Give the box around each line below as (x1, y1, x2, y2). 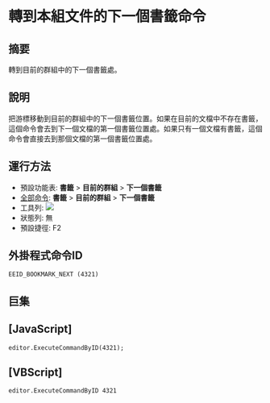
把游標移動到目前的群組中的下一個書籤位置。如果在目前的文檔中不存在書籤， (8, 114, 263, 123)
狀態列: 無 (19, 213, 53, 222)
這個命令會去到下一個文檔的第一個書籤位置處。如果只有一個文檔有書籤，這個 (8, 123, 263, 133)
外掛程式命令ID (8, 249, 83, 263)
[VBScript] (8, 366, 63, 380)
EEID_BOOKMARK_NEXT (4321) (8, 271, 99, 279)
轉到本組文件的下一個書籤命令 (8, 7, 207, 26)
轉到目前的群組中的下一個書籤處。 (8, 65, 122, 74)
